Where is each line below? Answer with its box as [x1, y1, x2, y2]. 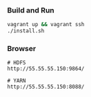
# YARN [7, 78, 26, 85]
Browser [7, 43, 37, 53]
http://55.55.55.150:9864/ [7, 65, 85, 72]
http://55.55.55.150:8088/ [7, 83, 85, 91]
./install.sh [7, 28, 45, 34]
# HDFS [7, 59, 26, 67]
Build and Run [7, 6, 55, 15]
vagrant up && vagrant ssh [7, 21, 85, 28]
